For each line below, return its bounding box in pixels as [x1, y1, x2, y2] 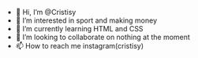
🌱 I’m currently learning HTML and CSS [15, 24, 144, 33]
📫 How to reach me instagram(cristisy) [15, 42, 144, 50]
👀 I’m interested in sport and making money [15, 16, 158, 25]
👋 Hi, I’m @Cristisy [15, 8, 77, 16]
